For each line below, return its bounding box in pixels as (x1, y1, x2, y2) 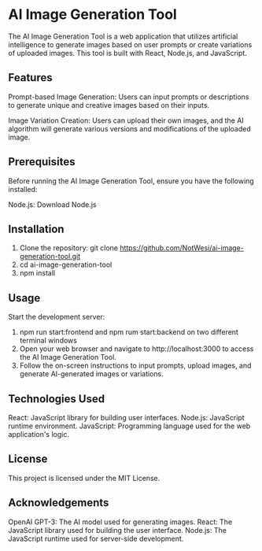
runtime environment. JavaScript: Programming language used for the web (8, 421, 251, 431)
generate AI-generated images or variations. (19, 369, 164, 379)
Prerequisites (8, 155, 76, 168)
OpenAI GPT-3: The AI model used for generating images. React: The (8, 517, 233, 527)
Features (8, 71, 53, 84)
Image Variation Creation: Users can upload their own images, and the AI (8, 116, 244, 125)
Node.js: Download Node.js (8, 199, 97, 209)
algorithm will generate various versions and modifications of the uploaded (8, 124, 251, 133)
